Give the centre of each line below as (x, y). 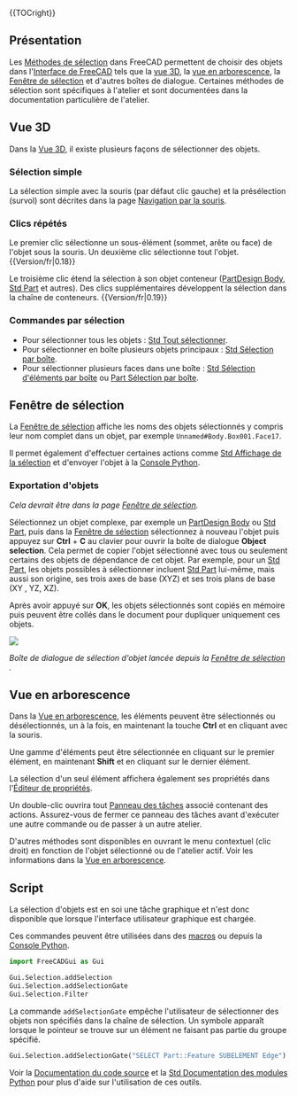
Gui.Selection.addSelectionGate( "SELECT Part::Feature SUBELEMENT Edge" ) (148, 1055)
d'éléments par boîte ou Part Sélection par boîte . (110, 377)
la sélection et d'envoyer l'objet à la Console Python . (105, 462)
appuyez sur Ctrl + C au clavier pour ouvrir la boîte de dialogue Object (138, 540)
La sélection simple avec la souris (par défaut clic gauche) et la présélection (148, 190)
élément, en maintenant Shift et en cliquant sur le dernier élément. (130, 762)
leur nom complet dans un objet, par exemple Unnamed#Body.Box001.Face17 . (145, 436)
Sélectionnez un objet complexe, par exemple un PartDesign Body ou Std (142, 522)
